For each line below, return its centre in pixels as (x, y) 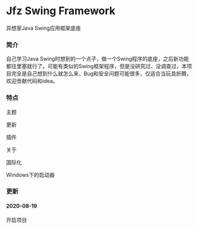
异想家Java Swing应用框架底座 (43, 28)
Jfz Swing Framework (61, 11)
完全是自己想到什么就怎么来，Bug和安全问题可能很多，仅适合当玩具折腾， (101, 74)
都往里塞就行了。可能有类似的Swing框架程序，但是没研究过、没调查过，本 (97, 66)
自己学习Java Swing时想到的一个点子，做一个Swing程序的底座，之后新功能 (98, 59)
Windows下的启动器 (30, 175)
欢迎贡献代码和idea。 (32, 81)
